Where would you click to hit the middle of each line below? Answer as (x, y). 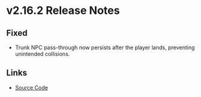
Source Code (31, 87)
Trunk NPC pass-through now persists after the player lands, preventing (105, 47)
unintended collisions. (42, 54)
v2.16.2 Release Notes (63, 11)
